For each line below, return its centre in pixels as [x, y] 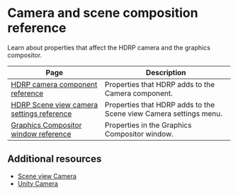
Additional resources [55, 159]
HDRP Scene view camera [54, 105]
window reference [41, 134]
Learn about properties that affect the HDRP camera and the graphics [109, 47]
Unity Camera [38, 183]
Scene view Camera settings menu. [164, 113]
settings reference [41, 113]
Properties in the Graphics [148, 125]
